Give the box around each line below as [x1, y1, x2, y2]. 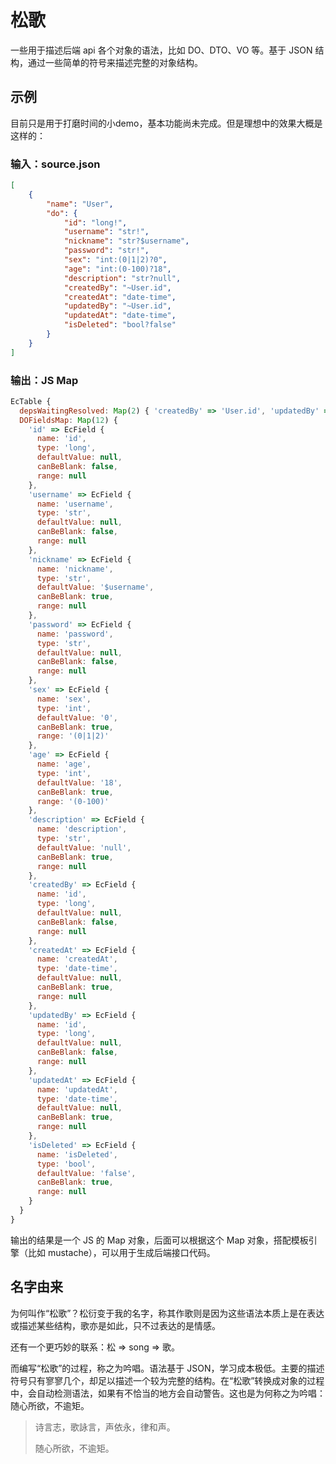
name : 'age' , [36, 759, 92, 770]
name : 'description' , [36, 824, 128, 835]
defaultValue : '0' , [36, 712, 118, 723]
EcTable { [10, 396, 52, 406]
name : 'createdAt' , [36, 954, 118, 965]
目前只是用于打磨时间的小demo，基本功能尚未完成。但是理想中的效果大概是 [10, 117, 323, 129]
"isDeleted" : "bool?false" [63, 320, 177, 330]
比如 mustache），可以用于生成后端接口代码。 [27, 1246, 216, 1258]
